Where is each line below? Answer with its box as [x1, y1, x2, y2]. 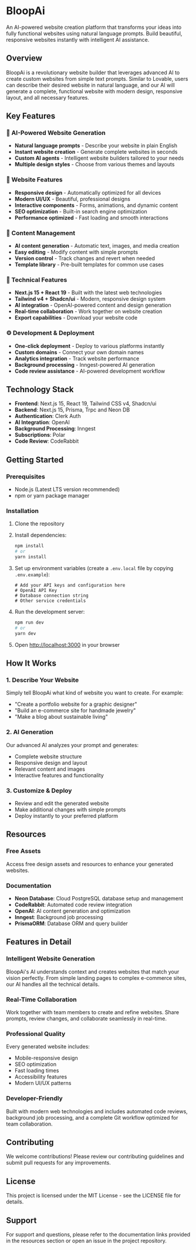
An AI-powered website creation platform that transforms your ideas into [6, 24, 182, 31]
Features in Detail [6, 937, 72, 947]
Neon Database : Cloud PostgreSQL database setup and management [14, 894, 184, 902]
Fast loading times [14, 1067, 59, 1074]
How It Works [6, 659, 57, 669]
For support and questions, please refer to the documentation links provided [6, 1231, 191, 1238]
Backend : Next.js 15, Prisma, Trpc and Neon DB [14, 406, 130, 413]
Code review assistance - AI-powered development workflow [14, 367, 165, 374]
